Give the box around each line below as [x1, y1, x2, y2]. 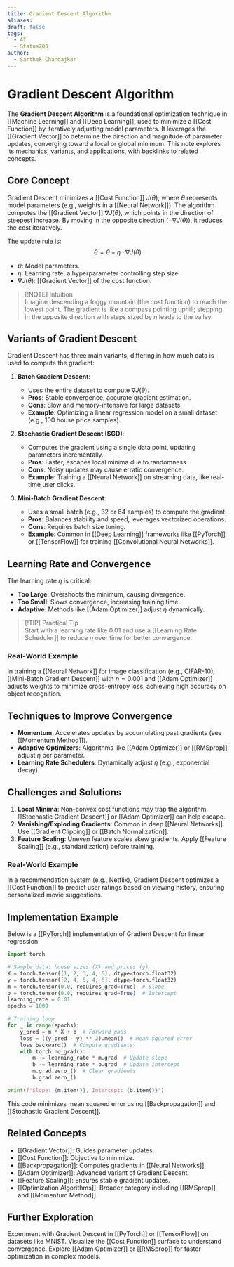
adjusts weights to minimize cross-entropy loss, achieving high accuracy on [7, 682, 226, 691]
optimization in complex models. [7, 1252, 101, 1261]
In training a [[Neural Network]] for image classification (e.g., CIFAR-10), [7, 667, 216, 675]
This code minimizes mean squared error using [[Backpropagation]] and [7, 1099, 216, 1107]
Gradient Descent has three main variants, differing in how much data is [7, 351, 214, 360]
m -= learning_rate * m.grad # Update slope [32, 1055, 168, 1062]
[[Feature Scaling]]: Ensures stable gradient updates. [17, 1176, 170, 1184]
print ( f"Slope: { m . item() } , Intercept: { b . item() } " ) [7, 1086, 165, 1093]
